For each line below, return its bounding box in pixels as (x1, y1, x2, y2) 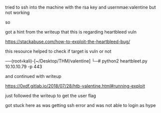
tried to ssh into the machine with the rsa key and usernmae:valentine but (5, 4, 156, 10)
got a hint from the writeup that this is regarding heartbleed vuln (5, 29, 137, 34)
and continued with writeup (5, 73, 61, 79)
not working (5, 9, 30, 15)
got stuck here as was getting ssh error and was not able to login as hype (5, 102, 156, 108)
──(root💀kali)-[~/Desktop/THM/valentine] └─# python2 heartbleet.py (5, 58, 148, 64)
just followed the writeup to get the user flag (5, 92, 96, 98)
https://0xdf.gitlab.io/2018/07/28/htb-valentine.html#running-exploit (5, 83, 146, 89)
